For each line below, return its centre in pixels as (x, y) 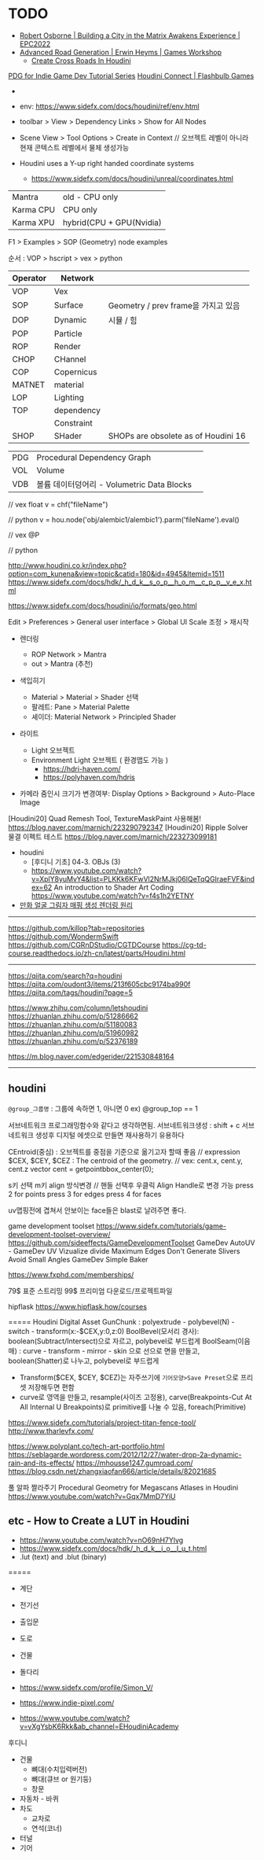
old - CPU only (90, 197)
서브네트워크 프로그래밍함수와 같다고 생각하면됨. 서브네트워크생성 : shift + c (124, 1125)
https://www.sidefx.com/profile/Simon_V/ (86, 1687)
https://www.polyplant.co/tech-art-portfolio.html (86, 1446)
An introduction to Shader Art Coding (114, 887)
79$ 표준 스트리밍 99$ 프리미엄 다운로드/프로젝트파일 (90, 1291)
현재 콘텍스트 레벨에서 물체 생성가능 (74, 147)
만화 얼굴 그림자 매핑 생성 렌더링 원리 (76, 904)
